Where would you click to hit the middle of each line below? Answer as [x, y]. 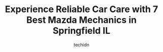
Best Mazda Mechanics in [81, 20]
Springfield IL [81, 31]
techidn [81, 44]
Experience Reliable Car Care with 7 [81, 9]
